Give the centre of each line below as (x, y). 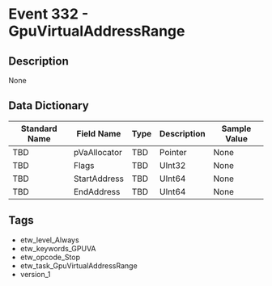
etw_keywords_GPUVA (58, 248)
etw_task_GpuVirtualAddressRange (79, 265)
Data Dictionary (49, 106)
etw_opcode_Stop (50, 257)
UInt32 (172, 165)
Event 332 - (49, 14)
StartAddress (98, 179)
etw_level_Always (49, 240)
